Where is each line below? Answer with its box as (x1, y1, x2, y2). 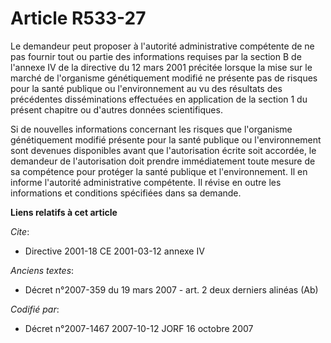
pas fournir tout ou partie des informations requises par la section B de (10, 50, 302, 62)
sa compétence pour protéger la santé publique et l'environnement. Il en (10, 165, 308, 177)
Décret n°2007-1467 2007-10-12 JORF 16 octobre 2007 (24, 322, 254, 334)
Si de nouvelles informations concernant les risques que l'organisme (10, 123, 293, 135)
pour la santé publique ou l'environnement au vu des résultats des (10, 82, 283, 94)
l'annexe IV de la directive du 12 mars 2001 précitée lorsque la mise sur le (10, 61, 313, 73)
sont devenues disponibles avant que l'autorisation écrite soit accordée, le (10, 144, 317, 156)
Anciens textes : (10, 264, 75, 276)
